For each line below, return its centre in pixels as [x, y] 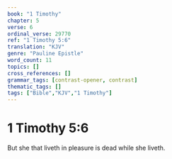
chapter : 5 [23, 21]
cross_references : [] [39, 73]
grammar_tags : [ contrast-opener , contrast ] [73, 80]
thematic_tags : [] [34, 87]
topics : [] [23, 67]
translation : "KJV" [36, 47]
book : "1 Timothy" [34, 14]
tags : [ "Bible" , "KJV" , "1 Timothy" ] [60, 93]
